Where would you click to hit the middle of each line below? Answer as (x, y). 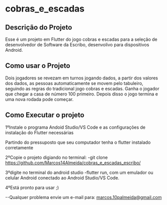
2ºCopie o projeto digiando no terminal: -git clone (56, 157)
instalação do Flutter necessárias (39, 132)
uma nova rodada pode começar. (39, 99)
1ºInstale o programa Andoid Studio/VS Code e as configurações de (75, 127)
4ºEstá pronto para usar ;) (32, 187)
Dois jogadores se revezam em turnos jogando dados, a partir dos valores (81, 78)
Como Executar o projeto (45, 115)
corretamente (19, 147)
